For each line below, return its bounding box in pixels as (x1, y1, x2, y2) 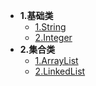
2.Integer (34, 32, 73, 43)
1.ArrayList (34, 55, 79, 66)
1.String (34, 21, 67, 33)
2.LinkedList (34, 65, 86, 77)
